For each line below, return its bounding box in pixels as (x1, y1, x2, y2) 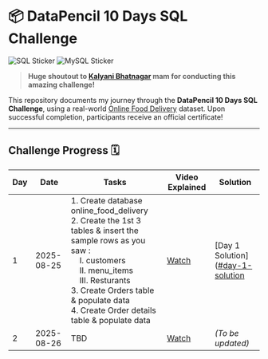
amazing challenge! (27, 80, 96, 89)
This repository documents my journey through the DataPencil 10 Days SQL (8, 95, 258, 105)
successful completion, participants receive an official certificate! (8, 112, 223, 121)
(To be (215, 327, 239, 338)
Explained (167, 181, 207, 192)
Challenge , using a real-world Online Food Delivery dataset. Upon (8, 104, 226, 113)
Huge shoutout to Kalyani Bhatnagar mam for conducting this (27, 71, 236, 81)
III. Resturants (79, 274, 131, 286)
